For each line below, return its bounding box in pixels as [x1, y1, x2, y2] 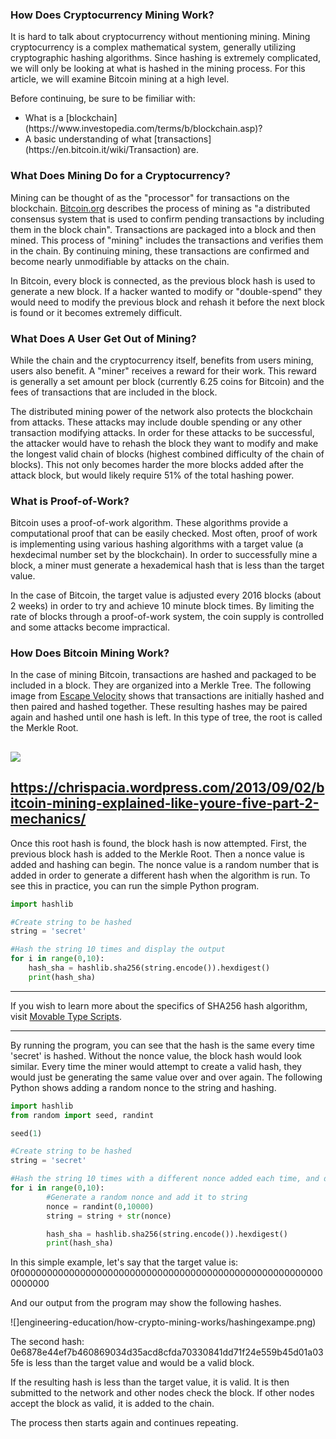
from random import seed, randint [10, 1110, 155, 1120]
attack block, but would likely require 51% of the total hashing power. [10, 469, 295, 481]
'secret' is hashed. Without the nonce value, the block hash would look [10, 1049, 302, 1062]
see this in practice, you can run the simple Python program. [10, 879, 260, 892]
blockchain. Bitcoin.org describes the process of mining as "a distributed [10, 202, 311, 214]
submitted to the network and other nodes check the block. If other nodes [10, 1387, 315, 1399]
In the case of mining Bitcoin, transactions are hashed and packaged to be [10, 669, 317, 681]
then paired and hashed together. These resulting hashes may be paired [10, 701, 308, 713]
